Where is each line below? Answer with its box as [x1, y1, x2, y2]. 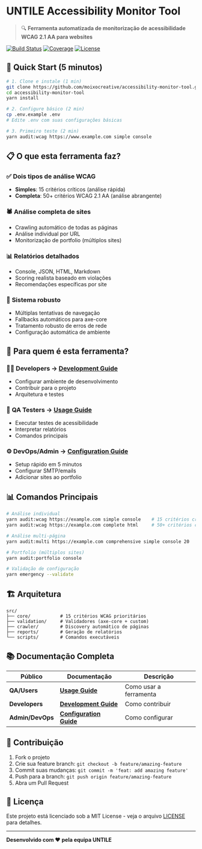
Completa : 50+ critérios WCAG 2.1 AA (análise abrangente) [14, 192, 162, 199]
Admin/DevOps [9, 713, 54, 721]
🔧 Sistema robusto [6, 295, 61, 304]
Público [20, 672, 43, 680]
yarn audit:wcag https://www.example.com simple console [6, 134, 152, 140]
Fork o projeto [14, 753, 50, 760]
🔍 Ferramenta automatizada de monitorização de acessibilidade [20, 24, 186, 31]
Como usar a [124, 682, 161, 691]
